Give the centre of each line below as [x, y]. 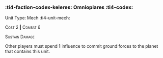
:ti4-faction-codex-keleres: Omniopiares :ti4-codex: [69, 7]
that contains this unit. [27, 51]
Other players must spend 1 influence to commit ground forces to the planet [81, 46]
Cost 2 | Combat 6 [23, 27]
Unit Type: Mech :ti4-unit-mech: [38, 18]
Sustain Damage [20, 37]
